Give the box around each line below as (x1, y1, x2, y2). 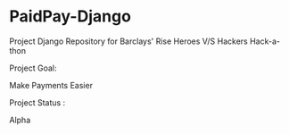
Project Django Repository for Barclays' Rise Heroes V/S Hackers (9, 36, 248, 46)
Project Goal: (9, 63, 57, 73)
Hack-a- (249, 36, 281, 46)
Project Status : (9, 96, 66, 108)
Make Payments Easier (9, 80, 94, 90)
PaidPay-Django (9, 6, 132, 27)
